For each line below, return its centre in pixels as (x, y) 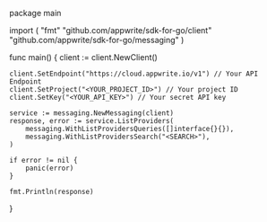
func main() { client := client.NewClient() (84, 57)
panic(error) (50, 168)
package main (35, 13)
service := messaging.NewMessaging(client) (92, 113)
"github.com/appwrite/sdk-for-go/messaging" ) (97, 40)
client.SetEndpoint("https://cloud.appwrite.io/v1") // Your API (133, 74)
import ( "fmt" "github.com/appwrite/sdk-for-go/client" (111, 30)
